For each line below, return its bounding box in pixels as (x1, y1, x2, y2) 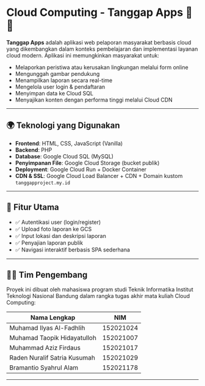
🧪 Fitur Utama (6, 202, 59, 213)
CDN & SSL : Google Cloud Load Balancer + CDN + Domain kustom (15, 172, 183, 179)
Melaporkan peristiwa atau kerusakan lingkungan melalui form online (15, 64, 189, 71)
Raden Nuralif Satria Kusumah (9, 354, 96, 362)
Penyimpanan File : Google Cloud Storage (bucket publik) (15, 159, 160, 166)
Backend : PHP (15, 146, 52, 154)
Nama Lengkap (30, 313, 76, 322)
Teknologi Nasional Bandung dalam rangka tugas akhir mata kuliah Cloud (6, 292, 190, 300)
